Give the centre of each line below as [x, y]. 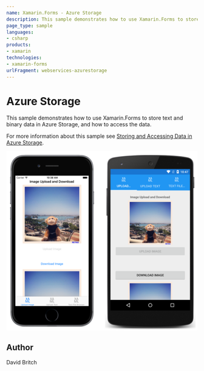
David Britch [22, 362]
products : [19, 45]
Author [20, 348]
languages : [20, 32]
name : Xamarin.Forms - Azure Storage [54, 13]
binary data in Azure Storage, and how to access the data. [79, 124]
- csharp [17, 39]
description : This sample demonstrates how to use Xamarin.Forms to [95, 19]
